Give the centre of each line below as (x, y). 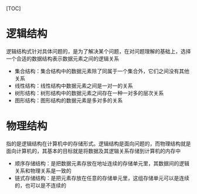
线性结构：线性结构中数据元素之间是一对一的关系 (74, 86)
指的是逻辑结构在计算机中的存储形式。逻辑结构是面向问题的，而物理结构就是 (98, 144)
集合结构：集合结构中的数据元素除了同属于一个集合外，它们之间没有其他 (102, 71)
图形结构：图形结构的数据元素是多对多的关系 (69, 100)
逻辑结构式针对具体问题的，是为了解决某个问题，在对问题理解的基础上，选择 (98, 51)
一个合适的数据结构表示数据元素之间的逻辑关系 (62, 59)
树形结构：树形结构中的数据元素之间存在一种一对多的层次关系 (89, 93)
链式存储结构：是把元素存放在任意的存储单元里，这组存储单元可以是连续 (102, 178)
